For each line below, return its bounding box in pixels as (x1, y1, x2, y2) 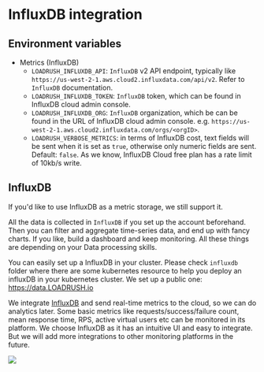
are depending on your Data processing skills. (8, 242, 158, 251)
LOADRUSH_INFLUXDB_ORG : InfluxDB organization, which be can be (31, 108, 238, 117)
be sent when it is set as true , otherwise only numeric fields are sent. (31, 142, 257, 151)
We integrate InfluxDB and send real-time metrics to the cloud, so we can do (8, 298, 257, 307)
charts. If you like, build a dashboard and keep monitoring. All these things (8, 234, 250, 244)
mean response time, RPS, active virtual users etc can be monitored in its (8, 314, 246, 324)
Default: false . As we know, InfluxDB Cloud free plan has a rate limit (31, 150, 252, 159)
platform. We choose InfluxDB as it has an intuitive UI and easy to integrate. (8, 323, 254, 333)
